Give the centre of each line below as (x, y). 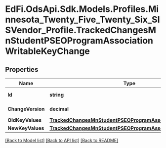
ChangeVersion (26, 109)
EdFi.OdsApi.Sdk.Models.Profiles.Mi (82, 9)
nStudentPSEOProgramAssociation (79, 41)
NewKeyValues (26, 128)
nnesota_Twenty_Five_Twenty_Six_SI (83, 20)
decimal (59, 109)
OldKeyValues (25, 120)
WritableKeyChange (48, 51)
